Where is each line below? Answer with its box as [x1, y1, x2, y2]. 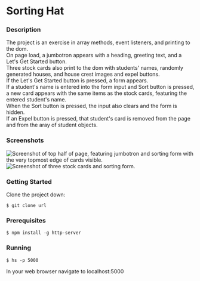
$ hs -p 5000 [6, 257, 39, 263]
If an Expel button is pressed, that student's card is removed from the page [6, 115, 191, 122]
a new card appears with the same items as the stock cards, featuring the [6, 89, 187, 97]
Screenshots [6, 136, 44, 144]
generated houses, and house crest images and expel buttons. [6, 70, 160, 78]
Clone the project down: [6, 191, 66, 198]
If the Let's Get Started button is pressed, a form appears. [6, 77, 149, 84]
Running [6, 243, 32, 252]
